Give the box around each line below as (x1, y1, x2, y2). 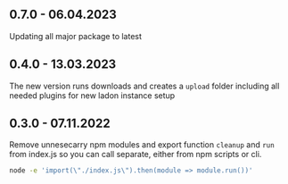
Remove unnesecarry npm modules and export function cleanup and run (9, 139, 275, 150)
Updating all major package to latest (9, 30, 143, 41)
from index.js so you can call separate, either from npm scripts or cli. (9, 149, 262, 160)
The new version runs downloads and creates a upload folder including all (9, 80, 280, 91)
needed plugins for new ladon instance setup (9, 89, 176, 101)
